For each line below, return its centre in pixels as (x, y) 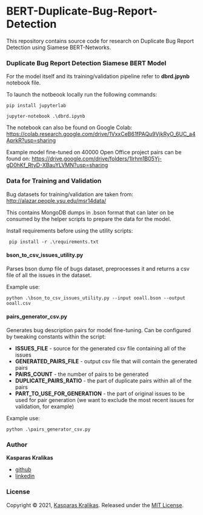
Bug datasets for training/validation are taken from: (70, 194)
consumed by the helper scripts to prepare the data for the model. (89, 219)
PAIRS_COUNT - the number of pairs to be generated (82, 374)
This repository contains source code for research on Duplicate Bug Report (100, 41)
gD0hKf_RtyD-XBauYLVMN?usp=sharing (57, 165)
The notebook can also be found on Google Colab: (69, 128)
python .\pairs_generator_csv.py (48, 429)
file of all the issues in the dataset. (49, 275)
